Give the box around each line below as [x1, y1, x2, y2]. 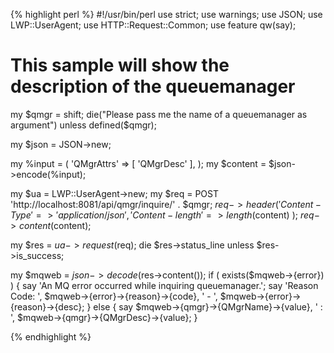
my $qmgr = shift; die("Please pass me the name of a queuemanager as [10, 108, 308, 120]
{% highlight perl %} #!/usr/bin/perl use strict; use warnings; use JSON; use [10, 9, 323, 20]
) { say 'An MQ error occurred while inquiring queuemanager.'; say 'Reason [10, 279, 319, 291]
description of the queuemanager [10, 75, 296, 98]
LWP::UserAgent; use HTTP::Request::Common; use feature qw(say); [10, 19, 297, 31]
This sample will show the [10, 54, 230, 77]
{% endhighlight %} [10, 330, 92, 343]
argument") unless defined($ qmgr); [10, 119, 157, 131]
